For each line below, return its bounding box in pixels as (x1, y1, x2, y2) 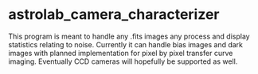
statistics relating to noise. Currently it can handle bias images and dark (8, 39, 244, 49)
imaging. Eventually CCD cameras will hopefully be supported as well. (8, 57, 238, 66)
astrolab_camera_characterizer (8, 6, 220, 24)
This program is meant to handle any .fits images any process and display (8, 31, 250, 41)
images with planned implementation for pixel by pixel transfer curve (8, 48, 233, 57)
